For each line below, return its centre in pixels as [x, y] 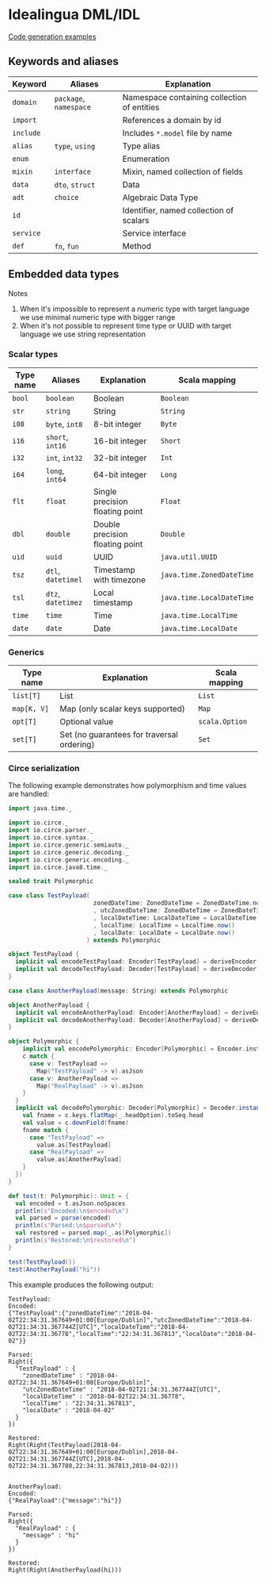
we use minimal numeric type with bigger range [97, 317]
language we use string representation [83, 334]
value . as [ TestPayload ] [74, 1145]
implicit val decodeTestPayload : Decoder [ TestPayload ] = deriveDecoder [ [138, 970]
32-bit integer [120, 458]
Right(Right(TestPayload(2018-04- [65, 1445]
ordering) [77, 745]
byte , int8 [64, 424]
